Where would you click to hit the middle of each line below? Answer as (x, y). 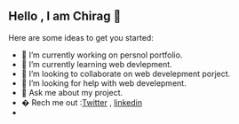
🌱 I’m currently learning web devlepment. (96, 64)
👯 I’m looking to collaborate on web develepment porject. (126, 74)
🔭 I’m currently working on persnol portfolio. (102, 55)
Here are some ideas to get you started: (81, 37)
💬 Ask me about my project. (72, 92)
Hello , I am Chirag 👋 (65, 16)
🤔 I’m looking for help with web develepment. (104, 83)
